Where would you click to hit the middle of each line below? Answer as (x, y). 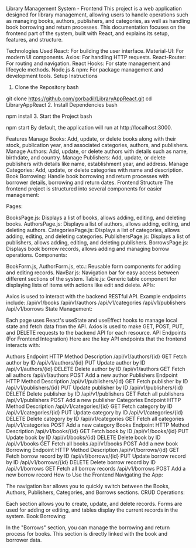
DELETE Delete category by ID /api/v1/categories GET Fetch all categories (95, 419)
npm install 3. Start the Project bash (49, 116)
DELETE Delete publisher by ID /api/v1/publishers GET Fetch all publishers (95, 394)
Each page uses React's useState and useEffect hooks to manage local (92, 320)
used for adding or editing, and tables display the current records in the (92, 510)
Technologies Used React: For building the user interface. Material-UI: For (95, 51)
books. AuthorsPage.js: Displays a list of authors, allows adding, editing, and (98, 224)
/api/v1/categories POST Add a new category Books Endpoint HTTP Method (98, 425)
